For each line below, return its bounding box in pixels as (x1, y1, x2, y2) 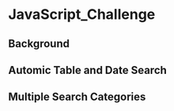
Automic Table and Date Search (8, 63, 168, 76)
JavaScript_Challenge (8, 6, 156, 24)
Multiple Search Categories (8, 91, 146, 104)
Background (8, 37, 70, 50)
